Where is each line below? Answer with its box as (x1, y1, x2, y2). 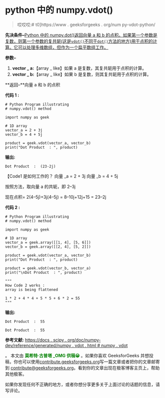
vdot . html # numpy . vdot (74, 342, 128, 348)
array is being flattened (5, 287, 58, 292)
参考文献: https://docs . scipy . (5, 337, 67, 343)
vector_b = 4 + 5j (5, 132, 43, 137)
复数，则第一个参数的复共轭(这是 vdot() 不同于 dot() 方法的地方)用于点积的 (5, 38, 153, 44)
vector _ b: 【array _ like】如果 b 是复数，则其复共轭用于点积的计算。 (12, 71, 151, 77)
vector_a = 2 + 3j (5, 128, 43, 133)
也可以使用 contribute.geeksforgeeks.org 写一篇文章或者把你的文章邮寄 (18, 359, 160, 365)
